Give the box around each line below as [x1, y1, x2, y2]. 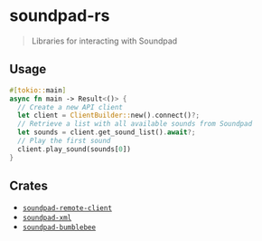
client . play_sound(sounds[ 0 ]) [17, 144, 131, 154]
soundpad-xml [22, 214, 72, 223]
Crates [9, 178, 48, 194]
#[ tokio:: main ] [9, 85, 67, 95]
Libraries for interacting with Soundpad [31, 35, 178, 46]
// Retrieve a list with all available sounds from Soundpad [17, 120, 253, 129]
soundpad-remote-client [22, 204, 113, 213]
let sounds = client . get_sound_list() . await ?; [17, 128, 196, 137]
